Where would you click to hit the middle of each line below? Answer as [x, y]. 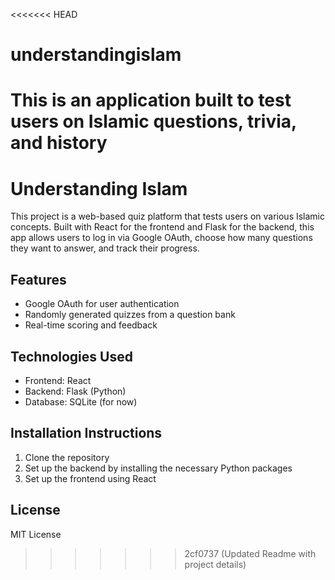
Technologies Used [71, 356]
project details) [215, 564]
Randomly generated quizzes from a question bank [130, 315]
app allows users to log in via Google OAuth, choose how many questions [161, 238]
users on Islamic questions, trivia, [153, 121]
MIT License [36, 534]
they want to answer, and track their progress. [105, 248]
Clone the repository [67, 457]
